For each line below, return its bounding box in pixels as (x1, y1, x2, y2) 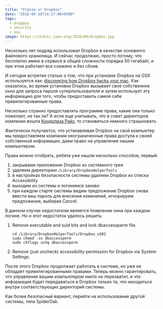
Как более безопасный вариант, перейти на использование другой (5, 293, 145, 299)
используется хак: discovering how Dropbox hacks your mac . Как (5, 77, 139, 83)
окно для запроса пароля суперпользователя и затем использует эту (5, 88, 150, 94)
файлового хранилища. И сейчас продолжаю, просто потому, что (5, 53, 142, 58)
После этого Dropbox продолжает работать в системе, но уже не (5, 263, 142, 269)
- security (9, 25, 32, 30)
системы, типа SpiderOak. (5, 298, 59, 304)
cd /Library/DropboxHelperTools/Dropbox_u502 (12, 232, 106, 236)
